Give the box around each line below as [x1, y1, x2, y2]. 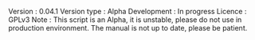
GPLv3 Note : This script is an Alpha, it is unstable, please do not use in [8, 15, 242, 24]
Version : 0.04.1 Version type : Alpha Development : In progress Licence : [8, 7, 247, 16]
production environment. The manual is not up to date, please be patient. [8, 24, 248, 32]
